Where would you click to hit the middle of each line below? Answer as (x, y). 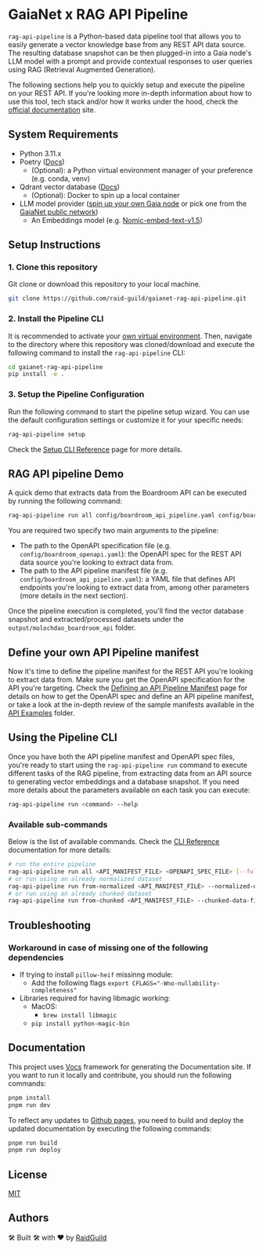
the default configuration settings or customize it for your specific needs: (126, 420)
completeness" (54, 990)
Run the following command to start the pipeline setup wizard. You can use (129, 411)
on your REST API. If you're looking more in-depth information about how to (130, 93)
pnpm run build (33, 1143)
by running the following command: (65, 501)
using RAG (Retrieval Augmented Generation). (82, 69)
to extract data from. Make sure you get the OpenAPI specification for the (126, 680)
